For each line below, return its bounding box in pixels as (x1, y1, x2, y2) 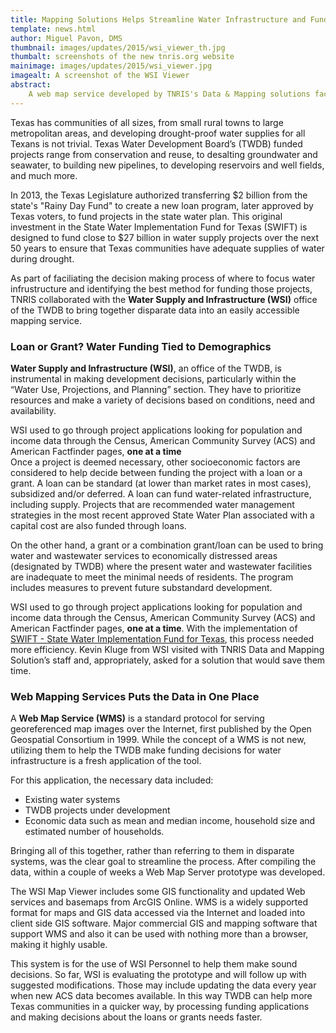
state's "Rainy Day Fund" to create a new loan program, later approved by (10, 199, 314, 211)
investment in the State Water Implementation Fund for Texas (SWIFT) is (10, 221, 308, 233)
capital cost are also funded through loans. (10, 519, 187, 531)
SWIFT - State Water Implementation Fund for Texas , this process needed (10, 632, 315, 645)
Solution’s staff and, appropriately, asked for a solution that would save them (10, 654, 326, 666)
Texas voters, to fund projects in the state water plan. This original (10, 210, 283, 222)
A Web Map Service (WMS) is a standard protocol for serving (10, 712, 265, 725)
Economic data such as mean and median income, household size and (24, 815, 316, 827)
